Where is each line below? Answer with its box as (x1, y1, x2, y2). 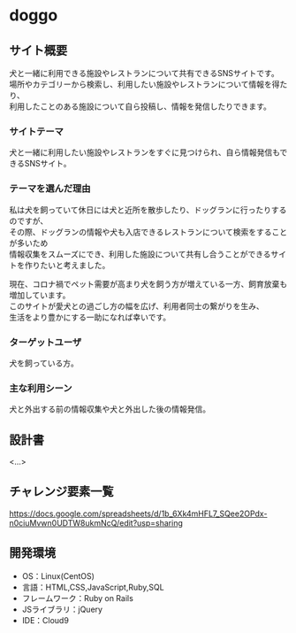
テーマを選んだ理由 (9, 182, 91, 195)
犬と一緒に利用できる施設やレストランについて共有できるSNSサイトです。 (9, 68, 280, 78)
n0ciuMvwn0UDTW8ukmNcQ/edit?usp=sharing (9, 517, 184, 528)
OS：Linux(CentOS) (21, 570, 95, 581)
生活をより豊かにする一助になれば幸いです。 (9, 312, 171, 322)
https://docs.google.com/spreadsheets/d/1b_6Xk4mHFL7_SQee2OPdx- (9, 508, 268, 519)
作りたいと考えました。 (24, 259, 110, 270)
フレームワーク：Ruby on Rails (21, 592, 134, 603)
